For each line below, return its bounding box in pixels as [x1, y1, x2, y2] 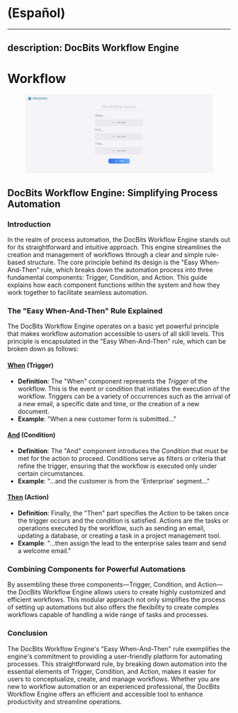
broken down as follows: [7, 344, 79, 353]
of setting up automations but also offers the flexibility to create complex [7, 603, 220, 611]
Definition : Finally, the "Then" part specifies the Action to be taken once [17, 509, 229, 518]
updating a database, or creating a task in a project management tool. [17, 531, 221, 540]
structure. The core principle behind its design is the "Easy [27, 258, 198, 267]
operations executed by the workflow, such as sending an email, [17, 524, 205, 533]
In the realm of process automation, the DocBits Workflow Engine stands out [7, 236, 230, 244]
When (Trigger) [7, 361, 55, 370]
